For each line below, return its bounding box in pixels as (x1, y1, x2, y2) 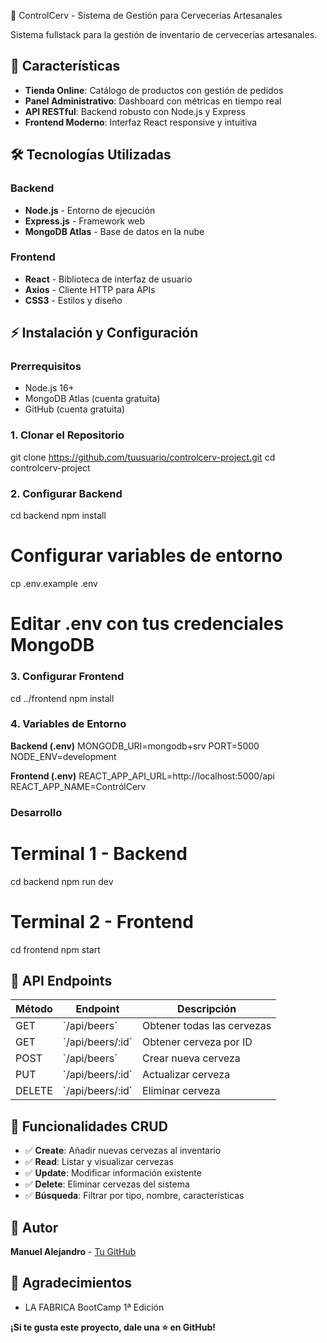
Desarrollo (10, 805, 63, 819)
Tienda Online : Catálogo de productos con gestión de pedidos (24, 84, 284, 96)
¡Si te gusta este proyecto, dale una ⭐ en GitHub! (10, 1321, 216, 1333)
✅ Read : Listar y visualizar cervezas (24, 1156, 174, 1168)
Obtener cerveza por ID (142, 1035, 253, 1049)
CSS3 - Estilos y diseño (24, 294, 123, 306)
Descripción (177, 1002, 237, 1016)
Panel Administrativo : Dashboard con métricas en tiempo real (24, 95, 282, 107)
